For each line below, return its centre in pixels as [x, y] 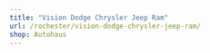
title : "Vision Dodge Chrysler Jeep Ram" [89, 18]
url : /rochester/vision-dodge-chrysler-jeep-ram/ [105, 26]
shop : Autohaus [38, 34]
